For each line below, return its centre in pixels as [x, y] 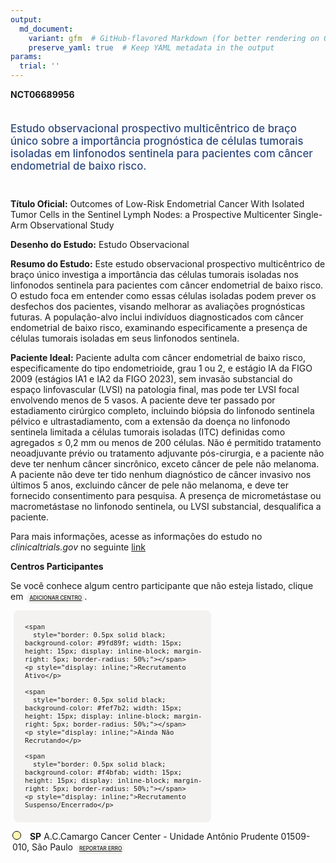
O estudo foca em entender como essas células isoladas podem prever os [163, 295]
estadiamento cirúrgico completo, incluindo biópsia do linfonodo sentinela [162, 410]
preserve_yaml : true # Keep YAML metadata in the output [151, 47]
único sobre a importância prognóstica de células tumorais [157, 141]
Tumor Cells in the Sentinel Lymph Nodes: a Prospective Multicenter [151, 214]
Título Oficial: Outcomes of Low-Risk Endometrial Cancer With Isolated [157, 203]
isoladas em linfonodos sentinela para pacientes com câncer [161, 153]
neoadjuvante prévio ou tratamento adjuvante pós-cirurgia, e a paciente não [167, 453]
